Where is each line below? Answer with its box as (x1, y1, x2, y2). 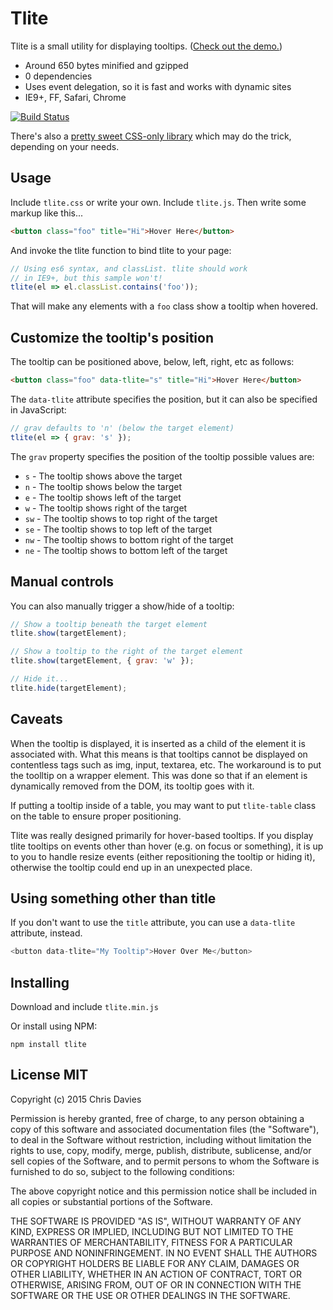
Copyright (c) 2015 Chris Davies (10, 1093, 142, 1105)
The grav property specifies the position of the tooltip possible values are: (10, 450, 315, 462)
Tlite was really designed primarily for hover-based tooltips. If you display (10, 829, 314, 841)
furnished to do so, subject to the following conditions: (10, 1165, 235, 1177)
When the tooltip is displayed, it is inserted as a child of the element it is (10, 737, 306, 749)
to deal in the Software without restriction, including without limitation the (10, 1133, 312, 1146)
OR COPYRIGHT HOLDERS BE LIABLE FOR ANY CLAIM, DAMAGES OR (10, 1257, 300, 1269)
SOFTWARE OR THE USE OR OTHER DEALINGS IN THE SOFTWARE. (10, 1289, 291, 1301)
